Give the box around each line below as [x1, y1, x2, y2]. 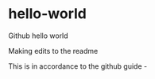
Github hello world [8, 31, 69, 40]
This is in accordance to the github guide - [8, 61, 148, 71]
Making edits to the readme [8, 46, 99, 55]
